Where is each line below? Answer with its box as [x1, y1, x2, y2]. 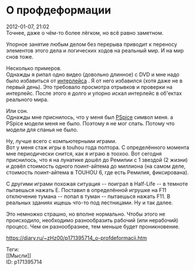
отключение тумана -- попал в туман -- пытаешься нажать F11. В [6, 193, 170, 200]
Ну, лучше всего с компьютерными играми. [6, 137, 117, 144]
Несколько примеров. [6, 64, 62, 71]
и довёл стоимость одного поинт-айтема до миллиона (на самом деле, [6, 163, 186, 170]
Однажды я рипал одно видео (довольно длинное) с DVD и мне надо [6, 71, 180, 78]
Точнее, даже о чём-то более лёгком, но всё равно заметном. [6, 29, 164, 36]
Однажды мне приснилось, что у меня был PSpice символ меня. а [6, 113, 173, 121]
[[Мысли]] [6, 252, 31, 259]
